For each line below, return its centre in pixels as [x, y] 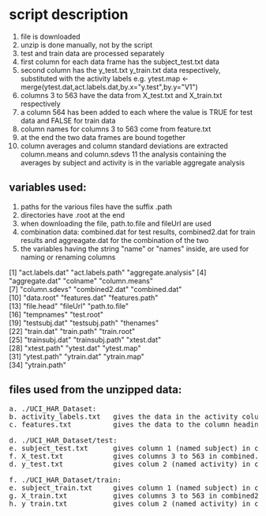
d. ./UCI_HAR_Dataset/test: [63, 440]
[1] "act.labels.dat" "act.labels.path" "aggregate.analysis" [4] [108, 272]
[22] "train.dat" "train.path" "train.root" [72, 331]
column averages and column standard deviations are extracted [124, 146]
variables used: [48, 188]
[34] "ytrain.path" [37, 365]
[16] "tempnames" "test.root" [56, 314]
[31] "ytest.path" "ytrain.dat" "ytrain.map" [77, 356]
